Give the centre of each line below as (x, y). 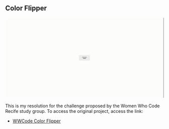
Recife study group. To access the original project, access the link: (74, 111)
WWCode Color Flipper (37, 121)
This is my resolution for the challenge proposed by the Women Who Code (82, 106)
